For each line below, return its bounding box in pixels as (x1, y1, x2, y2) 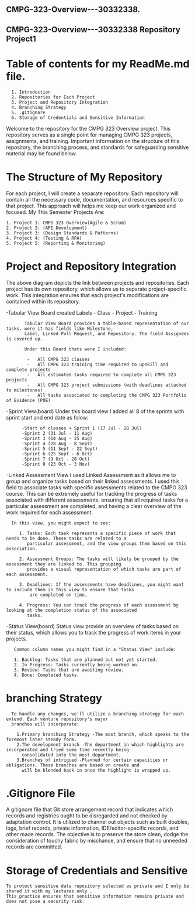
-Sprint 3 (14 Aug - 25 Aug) (21, 435, 93, 441)
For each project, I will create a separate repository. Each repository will (6, 190, 179, 197)
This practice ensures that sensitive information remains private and (6, 894, 184, 899)
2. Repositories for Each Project (11, 94, 95, 100)
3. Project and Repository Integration (11, 99, 109, 105)
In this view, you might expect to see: (11, 520, 111, 526)
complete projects (6, 366, 51, 373)
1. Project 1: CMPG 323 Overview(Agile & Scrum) (6, 220, 127, 226)
